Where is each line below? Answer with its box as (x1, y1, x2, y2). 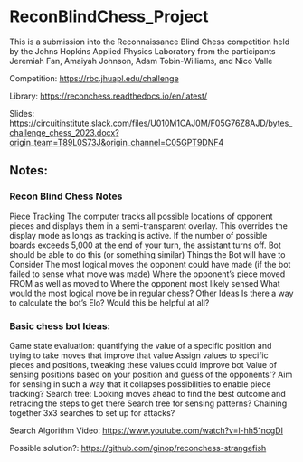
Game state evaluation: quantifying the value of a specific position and (9, 340, 272, 351)
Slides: (9, 108, 34, 118)
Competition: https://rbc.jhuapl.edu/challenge (9, 72, 179, 83)
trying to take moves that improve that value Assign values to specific (9, 350, 269, 361)
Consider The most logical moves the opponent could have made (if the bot (9, 259, 291, 269)
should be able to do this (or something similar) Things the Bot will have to (9, 249, 286, 259)
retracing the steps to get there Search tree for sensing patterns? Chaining (9, 398, 288, 409)
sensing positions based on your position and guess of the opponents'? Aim (9, 369, 293, 380)
